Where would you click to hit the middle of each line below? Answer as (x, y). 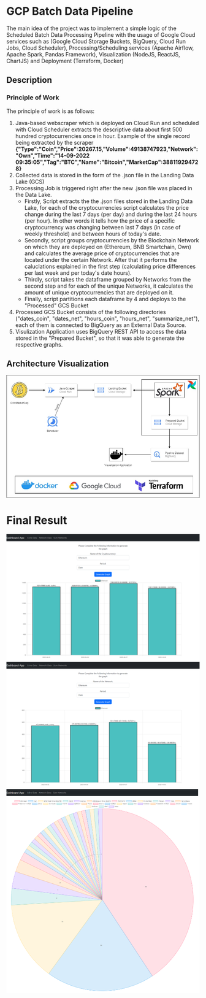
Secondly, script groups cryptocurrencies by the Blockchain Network (112, 240)
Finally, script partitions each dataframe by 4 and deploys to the (105, 299)
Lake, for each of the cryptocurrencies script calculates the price (106, 207)
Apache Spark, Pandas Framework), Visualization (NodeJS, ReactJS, (93, 54)
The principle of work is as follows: (51, 111)
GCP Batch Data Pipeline (70, 11)
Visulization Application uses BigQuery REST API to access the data (101, 331)
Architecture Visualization (58, 364)
